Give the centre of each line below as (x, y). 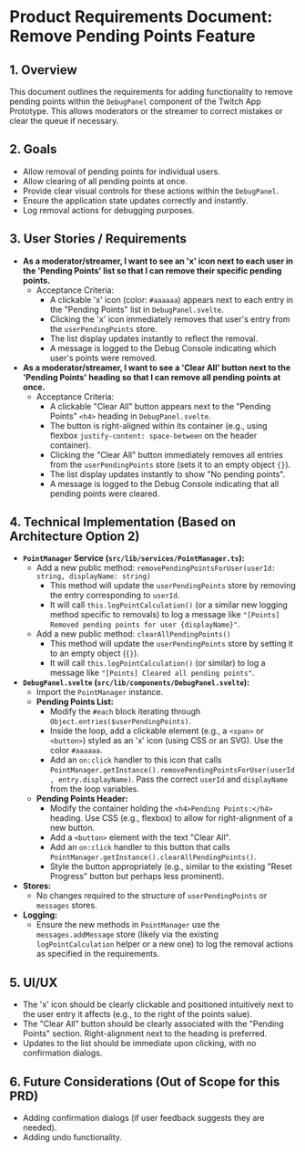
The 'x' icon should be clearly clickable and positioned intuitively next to (158, 1004)
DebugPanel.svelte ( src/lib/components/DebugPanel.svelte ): (136, 682)
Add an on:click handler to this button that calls (140, 847)
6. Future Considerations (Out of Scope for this (145, 1081)
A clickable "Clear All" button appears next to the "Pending (160, 406)
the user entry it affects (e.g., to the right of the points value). (137, 1014)
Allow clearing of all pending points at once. (105, 181)
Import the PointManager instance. (100, 692)
